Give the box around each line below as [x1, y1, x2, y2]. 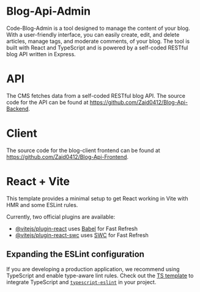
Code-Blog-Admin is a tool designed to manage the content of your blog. [6, 24, 191, 32]
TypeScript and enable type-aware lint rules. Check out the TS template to [6, 272, 194, 279]
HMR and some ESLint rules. [6, 201, 78, 208]
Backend [6, 105, 29, 112]
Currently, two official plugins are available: [6, 213, 116, 221]
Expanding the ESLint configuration [6, 249, 145, 260]
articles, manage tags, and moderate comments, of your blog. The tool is [6, 37, 190, 45]
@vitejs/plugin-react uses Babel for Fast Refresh [15, 225, 138, 232]
